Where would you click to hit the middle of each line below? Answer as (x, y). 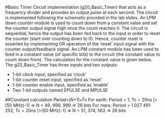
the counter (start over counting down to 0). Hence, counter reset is (74, 39)
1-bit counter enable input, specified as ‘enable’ (60, 85)
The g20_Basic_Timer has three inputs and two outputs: (62, 65)
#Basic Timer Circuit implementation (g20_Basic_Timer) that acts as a (76, 7)
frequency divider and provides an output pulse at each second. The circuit (82, 12)
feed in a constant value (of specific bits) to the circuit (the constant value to (83, 54)
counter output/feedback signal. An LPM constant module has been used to (82, 49)
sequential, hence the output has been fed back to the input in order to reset (82, 33)
